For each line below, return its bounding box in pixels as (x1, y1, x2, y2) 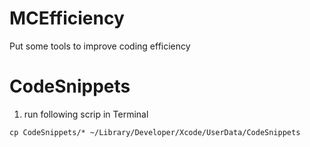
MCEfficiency (9, 7, 125, 30)
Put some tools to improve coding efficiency (9, 40, 191, 52)
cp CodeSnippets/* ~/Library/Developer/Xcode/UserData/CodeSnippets (9, 127, 301, 137)
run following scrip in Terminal (23, 108, 149, 120)
